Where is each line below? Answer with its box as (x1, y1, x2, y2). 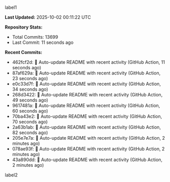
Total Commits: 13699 (12, 34, 58, 40)
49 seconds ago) (12, 97, 48, 103)
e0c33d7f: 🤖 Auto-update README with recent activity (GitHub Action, (12, 81, 161, 87)
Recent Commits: (5, 49, 42, 55)
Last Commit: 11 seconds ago (12, 39, 74, 45)
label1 (5, 5, 17, 10)
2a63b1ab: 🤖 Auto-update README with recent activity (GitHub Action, (12, 124, 161, 130)
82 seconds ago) (12, 129, 48, 136)
